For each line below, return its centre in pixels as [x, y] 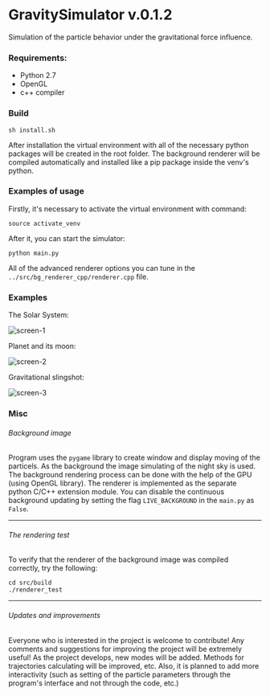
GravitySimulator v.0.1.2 [90, 15]
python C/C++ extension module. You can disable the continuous [117, 492]
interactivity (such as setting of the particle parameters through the [120, 674]
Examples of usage [46, 191]
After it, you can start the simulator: [67, 238]
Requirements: [38, 58]
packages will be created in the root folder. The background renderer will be [134, 154]
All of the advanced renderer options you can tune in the [102, 268]
